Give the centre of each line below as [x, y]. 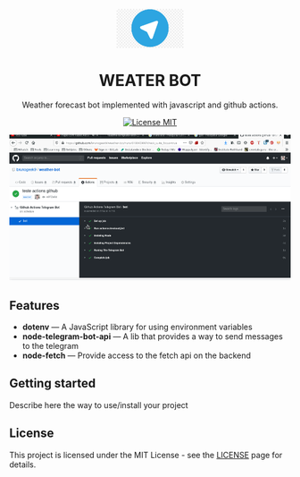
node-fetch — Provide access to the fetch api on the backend [137, 355]
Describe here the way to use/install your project [99, 405]
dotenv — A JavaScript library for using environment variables [137, 327]
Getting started [53, 383]
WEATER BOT [150, 80]
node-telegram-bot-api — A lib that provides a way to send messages [152, 336]
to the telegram [50, 346]
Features [34, 306]
